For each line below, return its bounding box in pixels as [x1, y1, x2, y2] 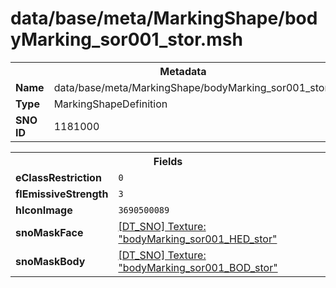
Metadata [159, 64, 207, 78]
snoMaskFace [15, 225, 84, 239]
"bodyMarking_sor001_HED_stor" [118, 232, 278, 246]
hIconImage [15, 203, 73, 217]
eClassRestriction [15, 170, 102, 184]
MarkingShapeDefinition [53, 97, 168, 111]
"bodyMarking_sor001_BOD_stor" [118, 260, 278, 274]
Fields [153, 154, 183, 168]
